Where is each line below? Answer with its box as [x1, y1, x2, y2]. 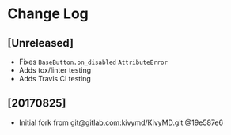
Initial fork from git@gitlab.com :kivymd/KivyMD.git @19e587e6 [18, 118, 223, 127]
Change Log [7, 5, 89, 23]
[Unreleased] [7, 36, 74, 50]
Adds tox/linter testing [18, 66, 92, 75]
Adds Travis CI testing [18, 74, 92, 83]
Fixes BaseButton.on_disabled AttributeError [18, 57, 168, 66]
